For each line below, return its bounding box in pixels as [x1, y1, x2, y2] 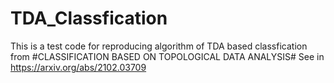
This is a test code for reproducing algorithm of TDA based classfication [10, 40, 308, 52]
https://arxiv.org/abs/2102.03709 [10, 61, 147, 73]
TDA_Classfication [10, 7, 168, 30]
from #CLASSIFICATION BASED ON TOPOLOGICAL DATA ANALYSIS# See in [10, 50, 325, 62]
